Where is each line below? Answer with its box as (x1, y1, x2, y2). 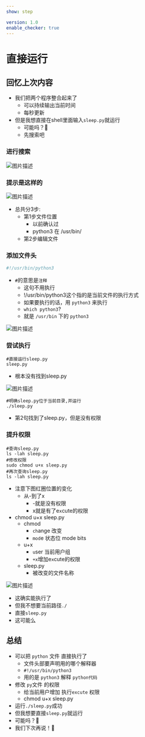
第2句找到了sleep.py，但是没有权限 (14, 414, 102, 421)
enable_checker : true (6, 25, 60, 31)
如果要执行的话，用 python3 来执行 (23, 299, 108, 306)
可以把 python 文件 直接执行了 (14, 652, 88, 659)
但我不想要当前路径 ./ (14, 601, 67, 609)
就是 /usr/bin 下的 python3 (23, 313, 89, 320)
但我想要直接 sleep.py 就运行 (14, 709, 83, 716)
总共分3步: (14, 205, 41, 213)
